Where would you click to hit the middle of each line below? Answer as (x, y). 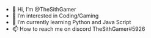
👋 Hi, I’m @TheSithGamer (44, 9)
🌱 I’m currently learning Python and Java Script (72, 22)
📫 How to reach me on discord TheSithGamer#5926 (79, 29)
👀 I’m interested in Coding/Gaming (55, 16)
